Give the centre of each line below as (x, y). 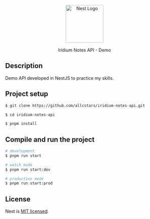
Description (24, 66)
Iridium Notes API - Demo (85, 50)
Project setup (27, 94)
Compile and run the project (50, 140)
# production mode (24, 179)
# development (20, 151)
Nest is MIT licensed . (27, 211)
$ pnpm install (21, 124)
